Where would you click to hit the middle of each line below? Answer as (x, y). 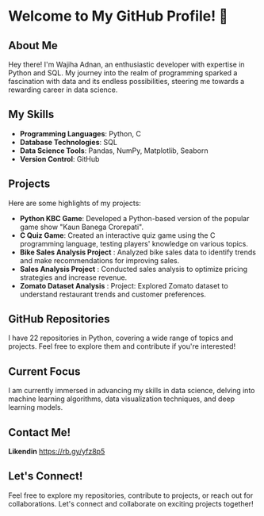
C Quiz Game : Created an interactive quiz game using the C (117, 235)
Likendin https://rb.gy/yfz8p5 (57, 452)
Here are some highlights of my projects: (75, 203)
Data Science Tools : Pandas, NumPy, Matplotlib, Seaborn (114, 151)
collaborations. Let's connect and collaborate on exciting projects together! (131, 503)
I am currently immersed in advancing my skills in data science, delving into (132, 391)
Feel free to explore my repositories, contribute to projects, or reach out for (131, 495)
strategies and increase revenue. (73, 277)
